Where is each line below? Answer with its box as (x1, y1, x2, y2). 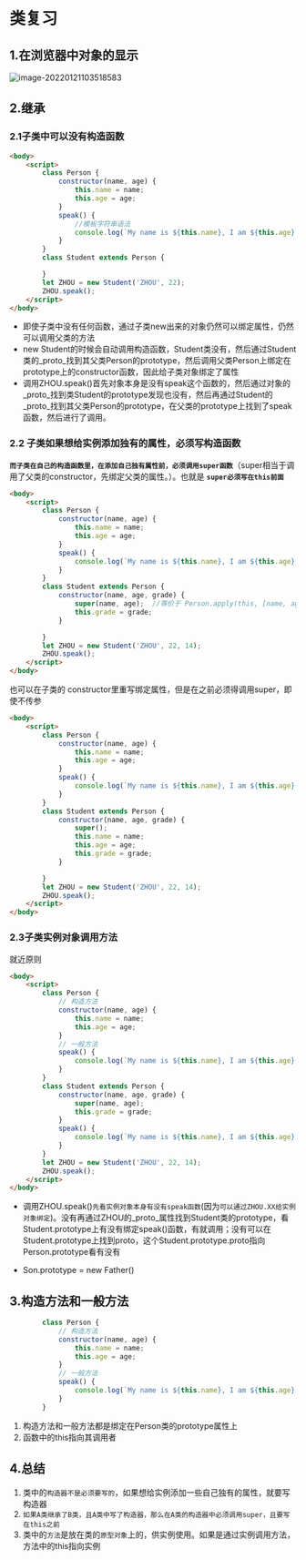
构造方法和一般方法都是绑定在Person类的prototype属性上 (22, 1420, 239, 1431)
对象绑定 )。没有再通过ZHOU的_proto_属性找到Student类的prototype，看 (22, 1212, 290, 1223)
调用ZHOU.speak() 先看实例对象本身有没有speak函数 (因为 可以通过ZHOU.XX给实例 (22, 1201, 296, 1212)
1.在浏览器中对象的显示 (9, 47, 139, 63)
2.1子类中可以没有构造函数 (9, 130, 125, 143)
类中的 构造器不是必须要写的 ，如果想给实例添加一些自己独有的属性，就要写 (22, 1486, 291, 1498)
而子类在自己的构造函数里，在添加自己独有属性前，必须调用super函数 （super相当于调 (9, 459, 295, 470)
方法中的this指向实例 (22, 1540, 101, 1551)
